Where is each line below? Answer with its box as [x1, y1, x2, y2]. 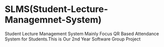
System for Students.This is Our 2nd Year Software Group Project [5, 36, 141, 42]
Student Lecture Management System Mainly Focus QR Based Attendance [5, 30, 159, 36]
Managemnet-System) [5, 14, 102, 25]
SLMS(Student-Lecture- [5, 3, 108, 15]
